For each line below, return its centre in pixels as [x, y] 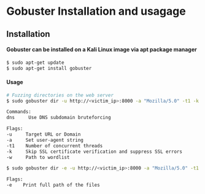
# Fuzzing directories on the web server [60, 95]
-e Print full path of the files [53, 185]
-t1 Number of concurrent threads [55, 145]
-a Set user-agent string [45, 140]
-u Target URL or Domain [44, 134]
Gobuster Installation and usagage [96, 11]
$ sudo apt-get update [35, 63]
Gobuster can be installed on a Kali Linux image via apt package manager [102, 50]
